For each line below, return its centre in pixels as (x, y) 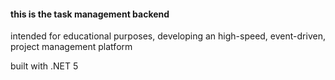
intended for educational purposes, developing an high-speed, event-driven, (168, 36)
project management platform (71, 47)
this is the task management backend (90, 14)
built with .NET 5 (44, 66)
